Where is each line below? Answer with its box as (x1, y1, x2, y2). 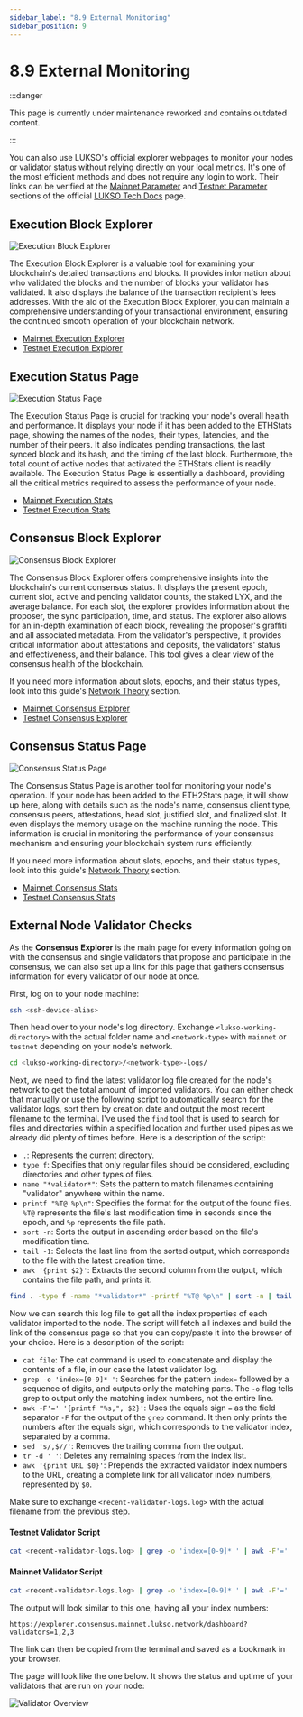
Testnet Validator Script (9, 1527, 101, 1537)
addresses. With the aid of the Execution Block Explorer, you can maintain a (9, 297, 290, 308)
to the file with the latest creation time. (22, 1255, 166, 1266)
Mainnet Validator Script (9, 1566, 103, 1577)
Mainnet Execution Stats (22, 495, 113, 506)
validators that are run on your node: (9, 1680, 145, 1692)
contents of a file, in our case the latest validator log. (22, 1364, 218, 1375)
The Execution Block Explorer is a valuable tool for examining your (9, 258, 255, 269)
